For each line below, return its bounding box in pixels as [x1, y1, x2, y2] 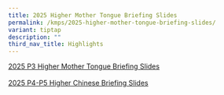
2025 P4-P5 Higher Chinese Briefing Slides [8, 79, 149, 88]
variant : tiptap [8, 26, 61, 33]
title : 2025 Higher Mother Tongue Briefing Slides [8, 11, 178, 19]
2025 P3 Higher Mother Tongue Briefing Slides [8, 62, 160, 71]
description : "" [8, 33, 61, 41]
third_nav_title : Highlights [8, 40, 104, 48]
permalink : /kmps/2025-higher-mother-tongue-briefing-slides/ [8, 19, 216, 26]
